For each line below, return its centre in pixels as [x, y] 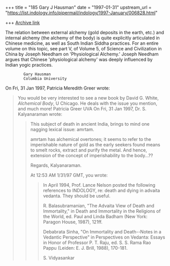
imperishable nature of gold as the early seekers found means [95, 145]
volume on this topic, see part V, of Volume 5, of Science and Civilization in [83, 49]
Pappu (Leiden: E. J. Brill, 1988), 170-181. [85, 248]
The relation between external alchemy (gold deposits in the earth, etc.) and [85, 32]
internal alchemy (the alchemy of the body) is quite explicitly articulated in [82, 38]
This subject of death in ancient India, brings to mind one [90, 124]
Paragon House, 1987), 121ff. [73, 222]
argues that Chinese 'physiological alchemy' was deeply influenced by [79, 60]
